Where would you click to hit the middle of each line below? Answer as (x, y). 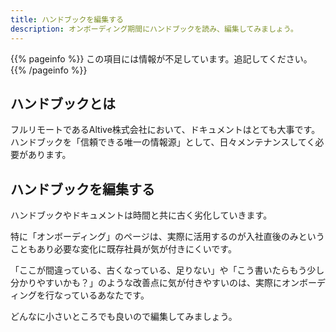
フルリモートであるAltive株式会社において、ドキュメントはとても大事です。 (165, 130)
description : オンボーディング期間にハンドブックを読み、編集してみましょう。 (154, 29)
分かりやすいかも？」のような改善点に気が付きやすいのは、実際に (146, 283)
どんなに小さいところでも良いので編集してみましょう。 (124, 317)
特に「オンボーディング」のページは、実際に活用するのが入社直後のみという (167, 237)
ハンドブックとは (63, 103)
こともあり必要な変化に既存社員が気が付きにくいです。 (123, 249)
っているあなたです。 (106, 295)
